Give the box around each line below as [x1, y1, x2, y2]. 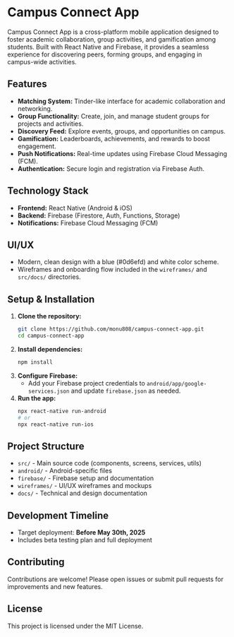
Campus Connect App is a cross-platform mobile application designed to [7, 28, 219, 36]
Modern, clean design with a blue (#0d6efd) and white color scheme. [17, 258, 219, 266]
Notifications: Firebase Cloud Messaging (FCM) [17, 218, 159, 227]
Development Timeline [7, 509, 109, 521]
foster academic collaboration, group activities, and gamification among [7, 35, 216, 43]
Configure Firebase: [17, 371, 78, 380]
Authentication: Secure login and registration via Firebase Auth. [17, 164, 204, 173]
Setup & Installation [7, 293, 95, 305]
